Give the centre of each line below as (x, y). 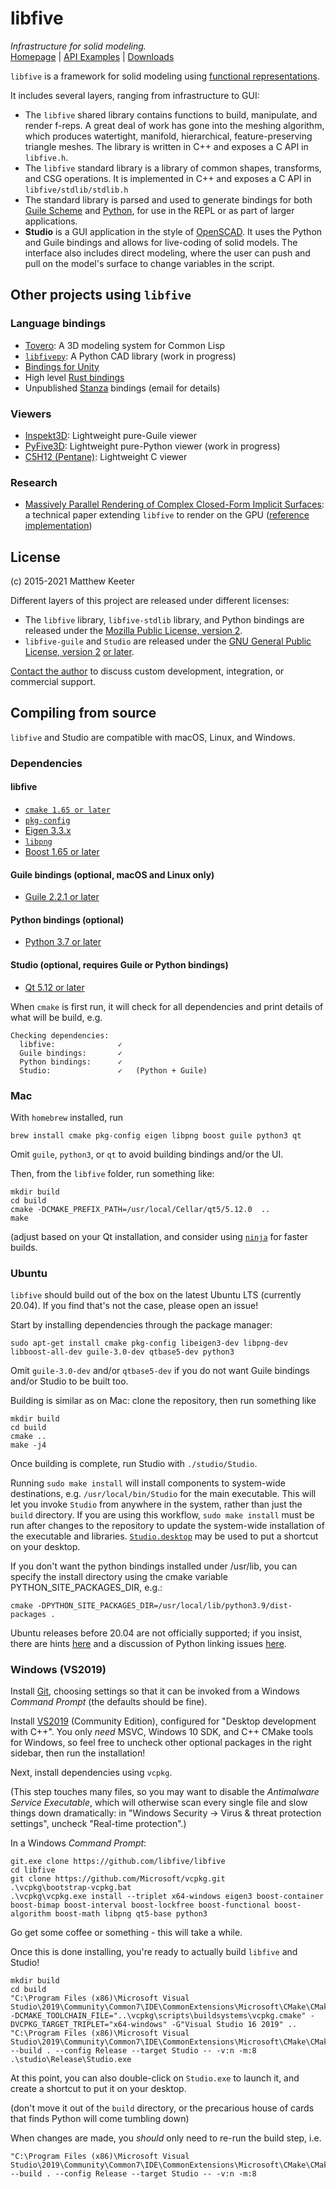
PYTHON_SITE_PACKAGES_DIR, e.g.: (86, 1588)
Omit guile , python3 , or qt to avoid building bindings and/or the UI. (147, 1154)
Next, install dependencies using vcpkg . (91, 1773)
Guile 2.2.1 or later (62, 897)
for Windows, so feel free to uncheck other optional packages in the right (161, 1743)
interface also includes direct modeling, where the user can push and (167, 253)
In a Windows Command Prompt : (78, 1843)
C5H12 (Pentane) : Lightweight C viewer (106, 456)
